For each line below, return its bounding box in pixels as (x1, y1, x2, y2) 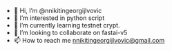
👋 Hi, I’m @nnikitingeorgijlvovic (13, 7, 102, 14)
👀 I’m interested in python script (13, 14, 105, 22)
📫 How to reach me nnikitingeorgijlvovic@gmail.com (13, 37, 165, 44)
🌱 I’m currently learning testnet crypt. (13, 21, 120, 29)
